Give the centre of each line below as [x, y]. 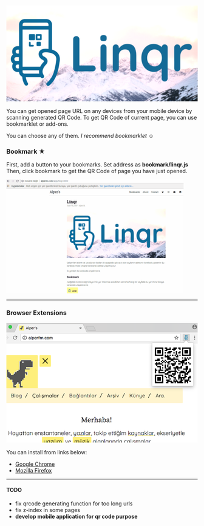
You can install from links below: [47, 452]
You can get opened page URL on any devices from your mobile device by [99, 111]
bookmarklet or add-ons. [37, 124]
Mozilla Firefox [33, 470]
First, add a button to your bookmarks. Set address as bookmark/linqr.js [97, 165]
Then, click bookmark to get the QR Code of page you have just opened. [97, 171]
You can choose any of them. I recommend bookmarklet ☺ [80, 136]
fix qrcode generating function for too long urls [74, 504]
